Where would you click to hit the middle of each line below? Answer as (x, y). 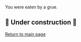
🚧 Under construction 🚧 (41, 22)
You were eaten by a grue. (31, 7)
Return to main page (25, 34)
